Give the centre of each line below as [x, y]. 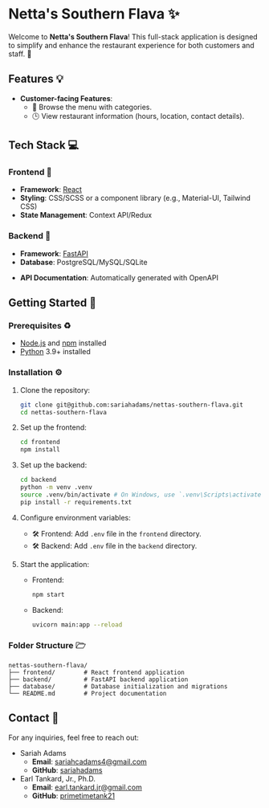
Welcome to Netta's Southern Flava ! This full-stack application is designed [133, 36]
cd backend [38, 480]
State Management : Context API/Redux [86, 215]
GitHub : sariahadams [67, 770]
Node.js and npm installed [63, 343]
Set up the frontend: [53, 427]
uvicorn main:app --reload [77, 624]
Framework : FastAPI [54, 253]
